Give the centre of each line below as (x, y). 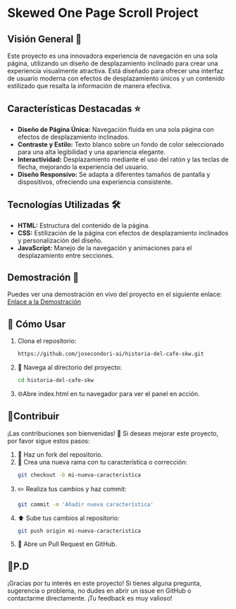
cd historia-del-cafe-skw (55, 381)
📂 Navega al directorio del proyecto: (70, 367)
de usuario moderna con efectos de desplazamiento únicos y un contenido (116, 78)
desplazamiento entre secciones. (66, 255)
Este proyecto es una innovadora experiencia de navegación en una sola (113, 56)
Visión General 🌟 (45, 39)
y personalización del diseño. (60, 240)
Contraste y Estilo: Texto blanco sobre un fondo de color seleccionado (120, 144)
